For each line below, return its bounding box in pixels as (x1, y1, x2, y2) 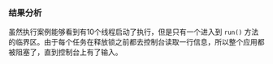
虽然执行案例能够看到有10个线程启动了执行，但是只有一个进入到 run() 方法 (8, 27, 259, 37)
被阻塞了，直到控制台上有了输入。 (8, 47, 123, 58)
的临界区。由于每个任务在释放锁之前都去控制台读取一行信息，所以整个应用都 (8, 37, 265, 47)
